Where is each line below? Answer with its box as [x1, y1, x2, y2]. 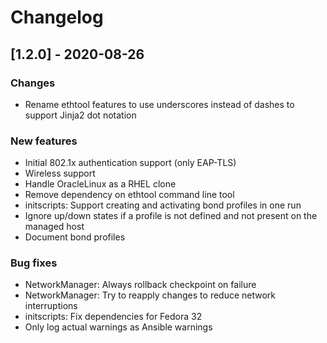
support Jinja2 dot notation [24, 109, 137, 121]
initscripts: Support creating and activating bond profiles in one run [24, 199, 302, 211]
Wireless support [24, 167, 96, 180]
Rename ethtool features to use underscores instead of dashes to [24, 98, 295, 110]
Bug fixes [10, 256, 58, 270]
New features [10, 134, 78, 148]
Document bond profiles [24, 231, 126, 243]
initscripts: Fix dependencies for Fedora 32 [24, 311, 203, 323]
